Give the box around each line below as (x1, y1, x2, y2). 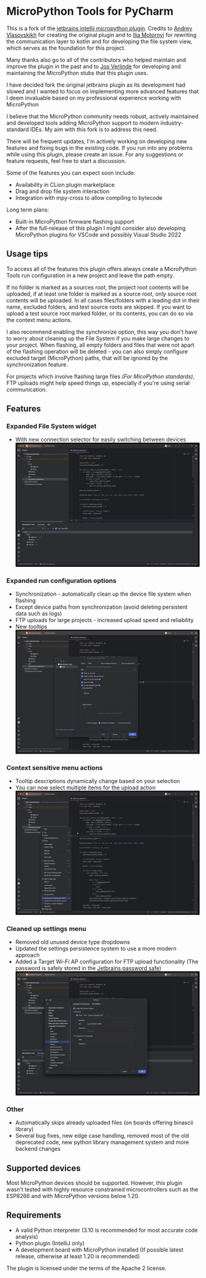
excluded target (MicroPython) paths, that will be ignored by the (6, 354, 168, 361)
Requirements (6, 1210, 61, 1221)
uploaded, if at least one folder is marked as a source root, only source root (6, 290, 197, 298)
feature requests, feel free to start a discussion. (6, 157, 127, 164)
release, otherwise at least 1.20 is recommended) (15, 1252, 140, 1260)
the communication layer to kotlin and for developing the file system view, (6, 37, 193, 45)
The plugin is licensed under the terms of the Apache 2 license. (6, 1264, 167, 1272)
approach (15, 952, 40, 959)
